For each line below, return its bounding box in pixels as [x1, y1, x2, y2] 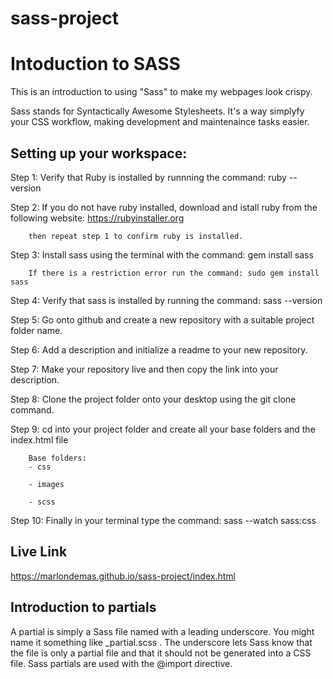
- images [28, 479, 65, 489]
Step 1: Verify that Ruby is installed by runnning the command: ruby [10, 171, 287, 183]
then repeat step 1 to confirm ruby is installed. [28, 231, 244, 241]
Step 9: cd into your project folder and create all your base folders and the [10, 423, 316, 435]
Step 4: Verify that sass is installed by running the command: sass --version [10, 294, 323, 306]
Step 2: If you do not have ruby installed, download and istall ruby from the [10, 201, 318, 213]
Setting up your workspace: [10, 145, 188, 162]
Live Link [10, 543, 68, 561]
